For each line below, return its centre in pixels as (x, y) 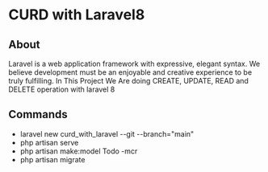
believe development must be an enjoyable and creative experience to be (130, 72)
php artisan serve (49, 142)
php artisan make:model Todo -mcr (79, 151)
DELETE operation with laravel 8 (62, 89)
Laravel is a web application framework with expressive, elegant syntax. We (134, 63)
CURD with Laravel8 (77, 15)
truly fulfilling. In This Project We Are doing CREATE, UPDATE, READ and (128, 81)
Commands (38, 115)
